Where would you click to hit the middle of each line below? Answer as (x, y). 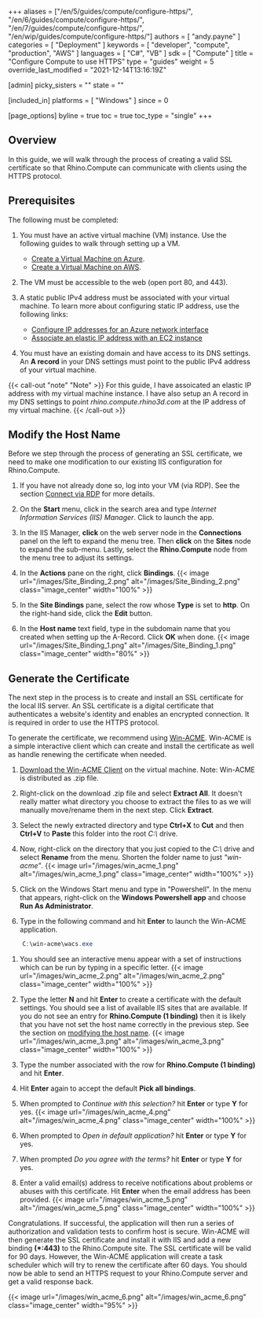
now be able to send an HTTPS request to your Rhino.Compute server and (128, 1273)
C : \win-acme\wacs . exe (57, 944)
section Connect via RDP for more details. (87, 494)
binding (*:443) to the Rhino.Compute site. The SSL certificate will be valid (130, 1248)
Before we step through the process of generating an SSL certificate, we (126, 454)
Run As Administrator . (57, 906)
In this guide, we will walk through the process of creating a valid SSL (121, 159)
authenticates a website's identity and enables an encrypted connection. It (129, 714)
